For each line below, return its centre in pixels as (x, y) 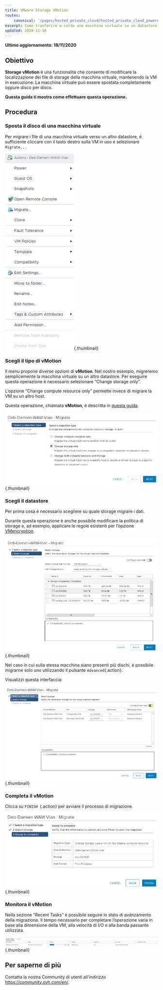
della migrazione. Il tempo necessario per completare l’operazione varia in (79, 920)
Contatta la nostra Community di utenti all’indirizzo (56, 977)
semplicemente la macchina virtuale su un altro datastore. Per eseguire (76, 376)
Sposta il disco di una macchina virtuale (53, 126)
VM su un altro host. (25, 396)
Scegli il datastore (27, 501)
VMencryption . (20, 531)
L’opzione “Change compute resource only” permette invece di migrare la (78, 391)
